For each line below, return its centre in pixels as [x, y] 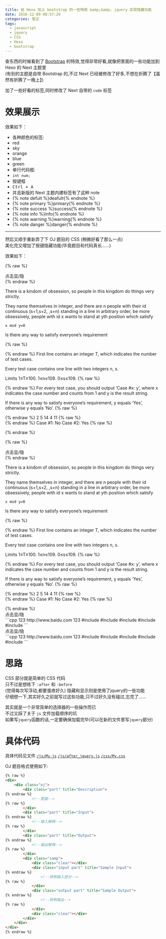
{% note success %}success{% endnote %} [57, 209]
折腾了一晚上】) [29, 80]
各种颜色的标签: [28, 137]
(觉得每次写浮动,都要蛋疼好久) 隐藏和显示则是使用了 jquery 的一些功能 [75, 690]
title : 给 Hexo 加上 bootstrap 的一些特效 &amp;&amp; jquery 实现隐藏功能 [79, 10]
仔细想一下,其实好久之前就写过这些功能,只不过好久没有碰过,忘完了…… [76, 696]
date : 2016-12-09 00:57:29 [33, 14]
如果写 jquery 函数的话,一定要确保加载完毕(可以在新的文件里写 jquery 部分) [79, 719]
